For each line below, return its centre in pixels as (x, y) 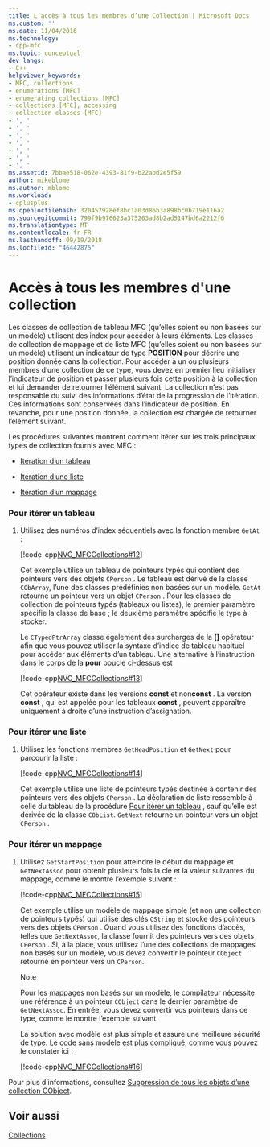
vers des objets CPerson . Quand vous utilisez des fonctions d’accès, (133, 927)
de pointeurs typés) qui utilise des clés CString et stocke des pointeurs (137, 918)
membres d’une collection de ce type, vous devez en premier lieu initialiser (132, 369)
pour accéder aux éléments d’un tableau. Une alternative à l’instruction (137, 654)
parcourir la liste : (49, 758)
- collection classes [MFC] (55, 113)
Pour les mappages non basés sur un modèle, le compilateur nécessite (137, 992)
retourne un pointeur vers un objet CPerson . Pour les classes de (125, 596)
